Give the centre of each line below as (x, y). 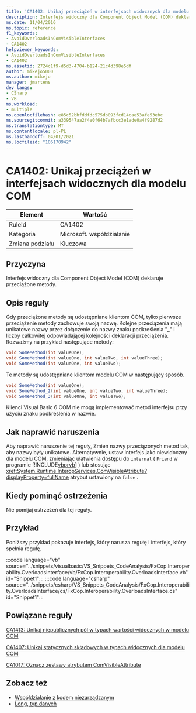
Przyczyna (26, 264)
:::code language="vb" (33, 560)
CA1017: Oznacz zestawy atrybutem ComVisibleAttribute (73, 664)
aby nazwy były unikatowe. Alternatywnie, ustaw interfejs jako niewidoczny (97, 453)
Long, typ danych (36, 704)
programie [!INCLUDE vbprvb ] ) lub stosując (58, 465)
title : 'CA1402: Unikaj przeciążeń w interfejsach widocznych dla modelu (98, 11)
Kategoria (22, 234)
